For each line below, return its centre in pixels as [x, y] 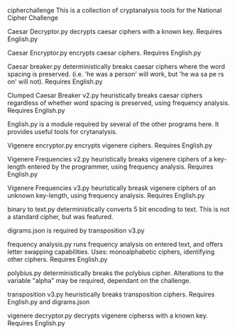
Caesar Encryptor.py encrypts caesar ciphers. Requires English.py [104, 53]
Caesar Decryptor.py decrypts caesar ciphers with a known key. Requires [115, 32]
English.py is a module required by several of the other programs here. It [113, 124]
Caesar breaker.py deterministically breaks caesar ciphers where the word [116, 66]
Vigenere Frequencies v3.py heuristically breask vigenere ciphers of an [112, 188]
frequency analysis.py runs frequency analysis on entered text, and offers [115, 244]
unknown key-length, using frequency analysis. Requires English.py [106, 195]
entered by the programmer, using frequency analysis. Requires [121, 167]
